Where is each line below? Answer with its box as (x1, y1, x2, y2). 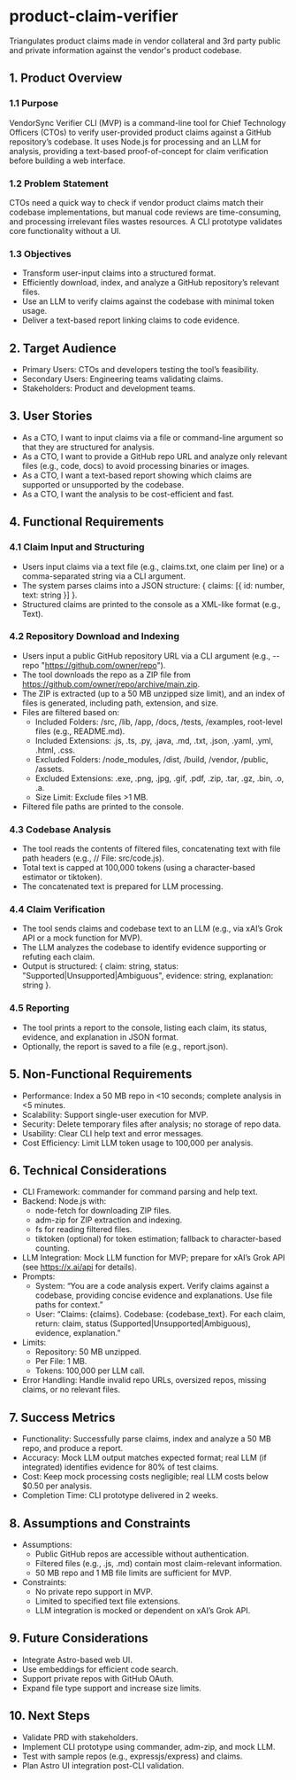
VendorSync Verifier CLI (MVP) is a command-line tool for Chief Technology (9, 117, 286, 128)
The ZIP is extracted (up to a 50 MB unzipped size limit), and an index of (21, 688, 285, 699)
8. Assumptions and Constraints (9, 1516, 192, 1531)
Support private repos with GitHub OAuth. (21, 1673, 174, 1683)
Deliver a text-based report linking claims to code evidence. (21, 315, 240, 325)
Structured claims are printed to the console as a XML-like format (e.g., (21, 598, 281, 609)
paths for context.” (34, 1300, 103, 1310)
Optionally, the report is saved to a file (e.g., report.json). (21, 1041, 229, 1051)
